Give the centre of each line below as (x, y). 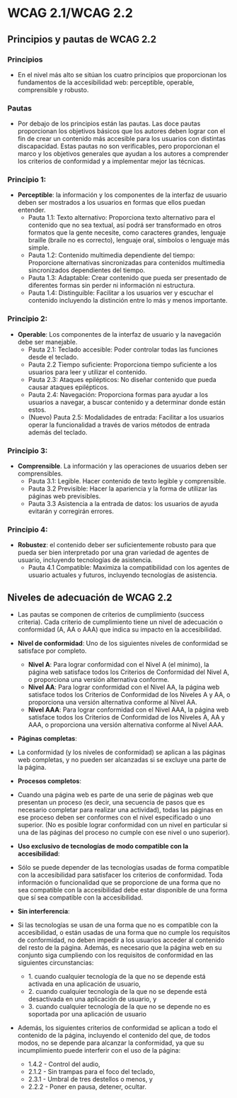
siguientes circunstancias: (56, 963)
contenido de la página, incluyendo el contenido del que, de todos (114, 1036)
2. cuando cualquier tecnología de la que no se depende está (117, 992)
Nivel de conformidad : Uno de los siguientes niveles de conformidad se (123, 644)
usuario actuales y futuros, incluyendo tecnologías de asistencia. (123, 575)
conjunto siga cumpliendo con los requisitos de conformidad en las (115, 956)
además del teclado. (58, 432)
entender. (31, 210)
